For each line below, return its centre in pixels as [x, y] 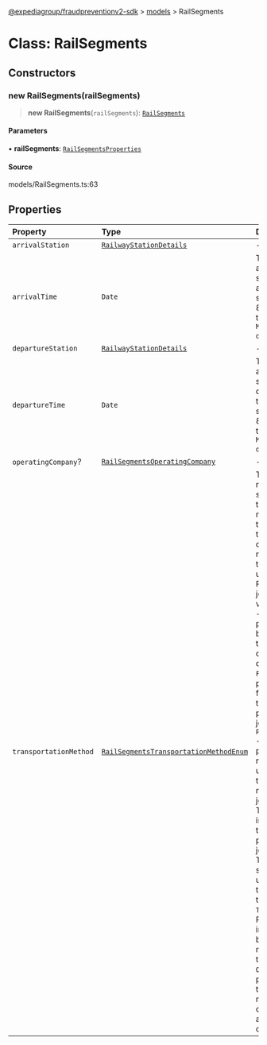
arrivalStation [41, 245]
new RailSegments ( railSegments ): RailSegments [106, 112]
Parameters [28, 131]
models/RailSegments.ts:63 [53, 184]
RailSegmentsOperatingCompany [159, 462]
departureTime [39, 405]
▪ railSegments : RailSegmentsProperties [75, 149]
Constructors [42, 73]
